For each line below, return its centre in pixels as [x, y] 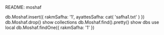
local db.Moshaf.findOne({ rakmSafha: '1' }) [50, 27]
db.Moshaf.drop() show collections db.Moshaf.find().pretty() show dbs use [82, 22]
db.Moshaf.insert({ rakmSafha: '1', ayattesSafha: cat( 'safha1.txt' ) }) [75, 17]
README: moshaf [23, 7]
